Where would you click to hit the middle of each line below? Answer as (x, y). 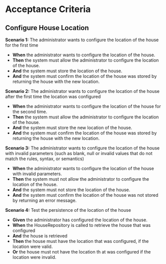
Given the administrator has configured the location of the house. (80, 220)
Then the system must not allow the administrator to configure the (80, 179)
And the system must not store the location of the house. (71, 190)
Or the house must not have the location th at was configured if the (81, 252)
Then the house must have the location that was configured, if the (80, 241)
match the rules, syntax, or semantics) (44, 159)
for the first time (22, 45)
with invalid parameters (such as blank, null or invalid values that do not (79, 153)
